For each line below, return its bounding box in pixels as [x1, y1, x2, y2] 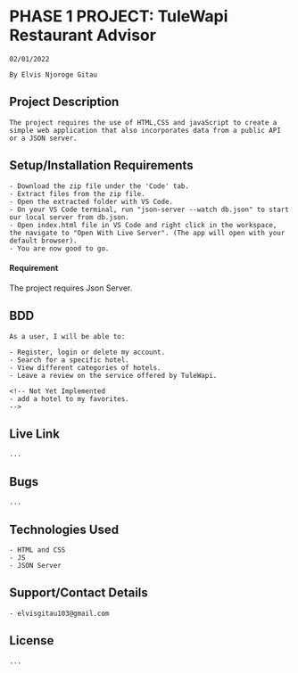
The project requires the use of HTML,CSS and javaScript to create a [9, 118, 277, 127]
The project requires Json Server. [9, 283, 133, 293]
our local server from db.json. [9, 212, 129, 222]
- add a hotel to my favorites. [9, 394, 129, 403]
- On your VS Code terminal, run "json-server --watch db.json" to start [9, 205, 290, 214]
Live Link [9, 426, 61, 441]
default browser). [9, 236, 78, 245]
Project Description [9, 94, 120, 110]
